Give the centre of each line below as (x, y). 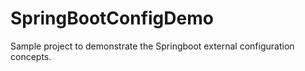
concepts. (31, 56)
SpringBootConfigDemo (112, 18)
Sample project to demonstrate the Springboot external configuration (152, 46)
